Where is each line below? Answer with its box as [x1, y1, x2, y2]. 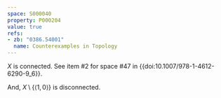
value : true [7, 23, 42, 30]
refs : [7, 29, 23, 37]
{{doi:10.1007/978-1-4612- [139, 62, 215, 70]
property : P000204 [7, 17, 61, 24]
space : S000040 [7, 10, 52, 17]
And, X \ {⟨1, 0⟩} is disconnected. [7, 83, 101, 91]
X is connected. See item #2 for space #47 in [7, 62, 138, 70]
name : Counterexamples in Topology [13, 43, 118, 50]
